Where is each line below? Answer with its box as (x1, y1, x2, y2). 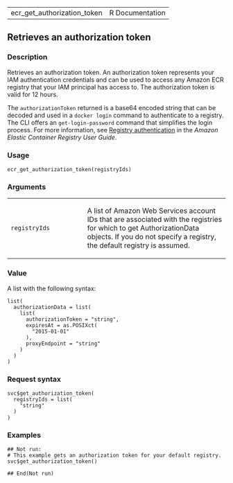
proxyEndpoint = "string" (25, 340, 101, 347)
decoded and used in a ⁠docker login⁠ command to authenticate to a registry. (7, 111, 224, 119)
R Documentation (109, 8, 166, 17)
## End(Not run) (7, 471, 54, 477)
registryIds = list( (13, 396, 73, 403)
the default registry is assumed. (87, 240, 190, 250)
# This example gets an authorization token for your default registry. (7, 452, 222, 459)
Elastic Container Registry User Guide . (7, 133, 117, 141)
